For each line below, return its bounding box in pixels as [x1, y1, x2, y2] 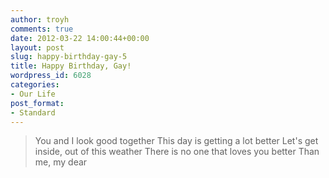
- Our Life [10, 89, 56, 99]
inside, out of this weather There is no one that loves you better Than [34, 146, 320, 158]
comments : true [10, 24, 74, 34]
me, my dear [34, 156, 88, 168]
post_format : [10, 98, 65, 108]
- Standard [10, 107, 56, 118]
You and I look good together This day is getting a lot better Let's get [34, 135, 319, 147]
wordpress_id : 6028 [10, 71, 92, 81]
